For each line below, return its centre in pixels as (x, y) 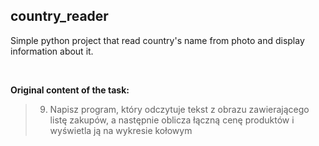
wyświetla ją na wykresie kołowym (121, 130)
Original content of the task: (70, 90)
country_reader (59, 16)
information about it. (52, 51)
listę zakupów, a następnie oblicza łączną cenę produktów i (172, 120)
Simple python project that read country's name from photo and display (157, 40)
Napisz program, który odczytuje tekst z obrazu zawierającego (179, 109)
